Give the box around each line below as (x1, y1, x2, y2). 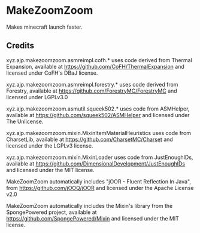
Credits (6, 41, 35, 51)
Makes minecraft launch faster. (6, 23, 83, 30)
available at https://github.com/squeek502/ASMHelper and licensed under (6, 111, 190, 118)
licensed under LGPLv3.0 (6, 93, 68, 100)
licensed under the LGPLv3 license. (6, 142, 93, 149)
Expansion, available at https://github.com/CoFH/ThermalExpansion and (6, 63, 184, 70)
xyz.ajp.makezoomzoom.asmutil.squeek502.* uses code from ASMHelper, (6, 105, 190, 112)
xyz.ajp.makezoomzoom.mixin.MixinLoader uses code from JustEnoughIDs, (6, 154, 193, 161)
